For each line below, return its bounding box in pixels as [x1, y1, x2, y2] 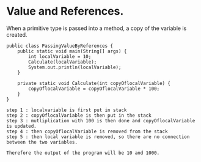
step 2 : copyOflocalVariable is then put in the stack [6, 112, 152, 119]
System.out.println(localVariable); [28, 64, 122, 70]
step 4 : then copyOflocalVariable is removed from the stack [6, 128, 168, 134]
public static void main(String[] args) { [17, 48, 127, 54]
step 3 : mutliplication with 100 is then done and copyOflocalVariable [6, 117, 196, 123]
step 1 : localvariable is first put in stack [6, 107, 127, 113]
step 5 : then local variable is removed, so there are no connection [6, 133, 190, 140]
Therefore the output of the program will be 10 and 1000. [6, 150, 160, 156]
